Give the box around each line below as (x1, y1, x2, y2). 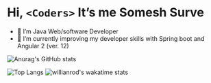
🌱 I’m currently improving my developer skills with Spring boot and (16, 34, 205, 42)
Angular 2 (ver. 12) (16, 41, 70, 50)
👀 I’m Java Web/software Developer (16, 27, 119, 35)
